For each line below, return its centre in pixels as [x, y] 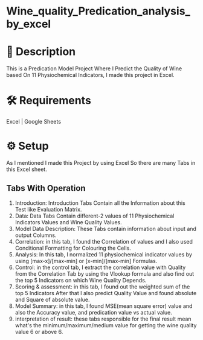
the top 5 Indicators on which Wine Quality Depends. [81, 280]
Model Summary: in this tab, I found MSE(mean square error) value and [104, 306]
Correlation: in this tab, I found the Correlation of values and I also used [104, 241]
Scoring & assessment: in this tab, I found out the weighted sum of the [102, 287]
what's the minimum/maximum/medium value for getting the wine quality [106, 325]
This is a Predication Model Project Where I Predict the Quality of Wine [94, 68]
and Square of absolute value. [52, 299]
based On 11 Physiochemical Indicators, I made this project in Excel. [90, 75]
